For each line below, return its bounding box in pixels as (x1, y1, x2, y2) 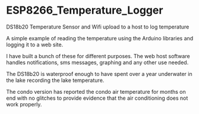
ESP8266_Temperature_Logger (6, 4, 163, 17)
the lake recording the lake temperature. (6, 77, 105, 84)
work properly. (6, 100, 42, 107)
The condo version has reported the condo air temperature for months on (6, 88, 186, 95)
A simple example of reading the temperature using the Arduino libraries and (6, 34, 194, 42)
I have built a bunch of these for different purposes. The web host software (6, 52, 190, 59)
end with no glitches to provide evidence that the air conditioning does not (6, 94, 188, 102)
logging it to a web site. (6, 41, 64, 48)
